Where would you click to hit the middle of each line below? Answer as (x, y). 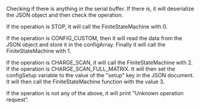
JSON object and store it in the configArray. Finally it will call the (86, 45)
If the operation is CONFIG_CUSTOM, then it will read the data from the (94, 38)
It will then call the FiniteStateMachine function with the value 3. (86, 81)
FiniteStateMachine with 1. (39, 51)
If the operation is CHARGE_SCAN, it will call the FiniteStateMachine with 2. (99, 63)
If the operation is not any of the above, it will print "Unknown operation (95, 93)
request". (17, 99)
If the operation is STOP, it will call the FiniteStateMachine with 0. (87, 27)
